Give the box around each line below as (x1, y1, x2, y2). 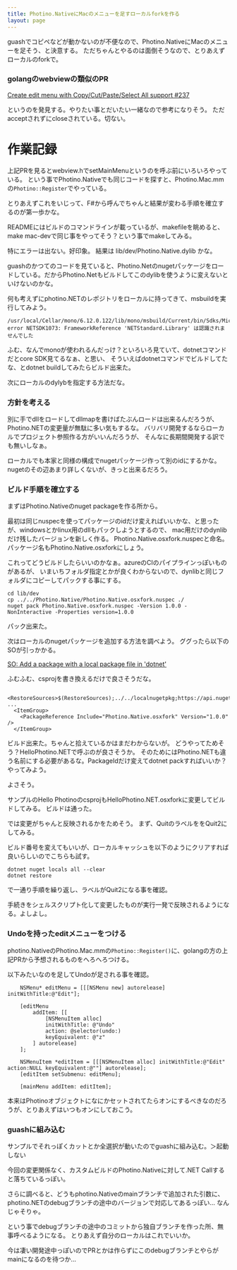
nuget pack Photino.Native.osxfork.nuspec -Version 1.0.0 (7, 603, 181, 610)
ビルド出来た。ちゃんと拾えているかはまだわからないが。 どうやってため (7, 739, 219, 747)
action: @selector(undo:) (44, 1027, 121, 1035)
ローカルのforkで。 (7, 54, 62, 64)
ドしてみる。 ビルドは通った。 (7, 805, 96, 813)
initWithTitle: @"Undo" (44, 1021, 115, 1028)
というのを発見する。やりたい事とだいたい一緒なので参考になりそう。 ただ (7, 105, 226, 114)
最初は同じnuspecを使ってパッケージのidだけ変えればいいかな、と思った (7, 517, 219, 526)
